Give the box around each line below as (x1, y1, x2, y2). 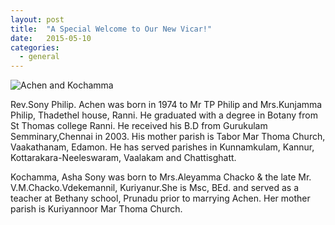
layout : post (10, 14, 65, 25)
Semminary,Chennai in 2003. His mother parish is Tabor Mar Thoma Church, (10, 131, 326, 143)
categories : (10, 42, 60, 53)
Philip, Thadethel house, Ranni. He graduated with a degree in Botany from (10, 109, 318, 121)
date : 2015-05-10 (10, 33, 92, 43)
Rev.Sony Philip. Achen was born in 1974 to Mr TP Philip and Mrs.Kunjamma (10, 99, 323, 111)
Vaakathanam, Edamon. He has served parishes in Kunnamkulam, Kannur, (10, 141, 315, 153)
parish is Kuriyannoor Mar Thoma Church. (10, 203, 183, 215)
